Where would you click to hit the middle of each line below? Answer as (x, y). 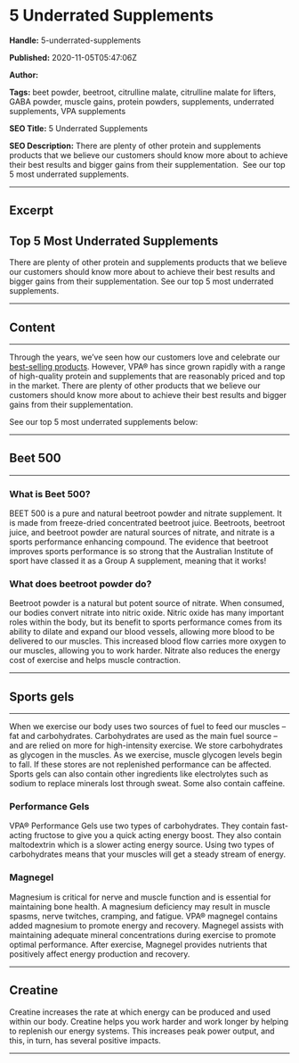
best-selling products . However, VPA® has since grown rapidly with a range (147, 366)
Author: (24, 75)
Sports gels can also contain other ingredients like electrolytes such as (139, 774)
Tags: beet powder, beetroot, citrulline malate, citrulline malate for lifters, (143, 92)
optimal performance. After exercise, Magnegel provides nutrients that (138, 944)
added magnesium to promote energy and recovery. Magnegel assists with (147, 926)
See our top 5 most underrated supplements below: (104, 421)
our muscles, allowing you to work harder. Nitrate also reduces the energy (145, 651)
